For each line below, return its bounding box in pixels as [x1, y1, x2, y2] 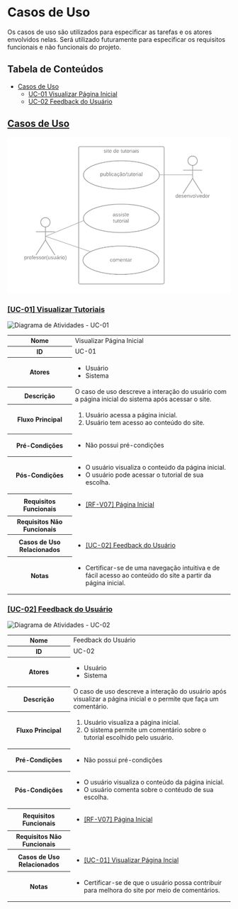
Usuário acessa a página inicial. [85, 411, 178, 419]
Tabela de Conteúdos [7, 63, 104, 75]
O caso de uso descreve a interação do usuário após [73, 687, 227, 696]
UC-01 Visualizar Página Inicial [28, 89, 118, 98]
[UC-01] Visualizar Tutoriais [7, 305, 105, 315]
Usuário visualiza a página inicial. [84, 718, 181, 727]
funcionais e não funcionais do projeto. [7, 43, 122, 51]
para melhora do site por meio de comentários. [84, 886, 220, 894]
